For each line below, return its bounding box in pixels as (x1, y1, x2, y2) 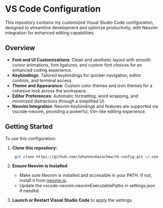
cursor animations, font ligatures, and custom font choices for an (12, 62, 142, 68)
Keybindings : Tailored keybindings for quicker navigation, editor (12, 72, 142, 78)
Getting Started (5, 122, 53, 131)
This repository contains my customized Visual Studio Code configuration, (5, 19, 154, 25)
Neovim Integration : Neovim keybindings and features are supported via (12, 103, 158, 109)
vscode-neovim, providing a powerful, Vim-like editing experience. (12, 108, 146, 114)
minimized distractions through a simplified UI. (12, 98, 106, 104)
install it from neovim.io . (19, 177, 68, 183)
